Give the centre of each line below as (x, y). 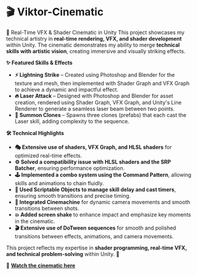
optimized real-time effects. (48, 155)
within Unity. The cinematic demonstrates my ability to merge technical (93, 45)
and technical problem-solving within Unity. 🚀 (63, 254)
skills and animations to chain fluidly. (59, 183)
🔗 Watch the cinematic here (41, 265)
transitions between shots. (47, 208)
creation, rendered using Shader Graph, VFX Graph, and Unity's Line (98, 102)
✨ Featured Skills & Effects (39, 63)
